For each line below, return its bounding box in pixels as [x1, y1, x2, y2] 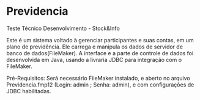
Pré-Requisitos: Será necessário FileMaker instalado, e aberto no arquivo [6, 74, 191, 82]
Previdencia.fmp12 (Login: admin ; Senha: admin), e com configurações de [6, 81, 194, 88]
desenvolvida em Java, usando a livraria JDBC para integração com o [6, 56, 182, 63]
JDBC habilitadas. [6, 87, 51, 94]
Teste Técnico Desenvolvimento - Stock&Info [6, 25, 120, 32]
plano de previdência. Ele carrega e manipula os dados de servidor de [6, 43, 183, 50]
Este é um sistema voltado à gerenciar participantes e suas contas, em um [6, 36, 194, 44]
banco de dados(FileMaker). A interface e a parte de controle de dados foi [6, 49, 194, 56]
